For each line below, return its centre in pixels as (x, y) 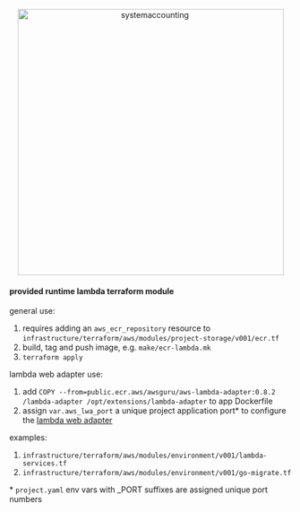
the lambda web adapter (67, 421)
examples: (28, 438)
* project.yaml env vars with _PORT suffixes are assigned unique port (139, 490)
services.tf (44, 464)
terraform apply (52, 358)
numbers (26, 499)
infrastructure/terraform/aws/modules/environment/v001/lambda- (145, 456)
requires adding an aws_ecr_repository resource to (116, 328)
